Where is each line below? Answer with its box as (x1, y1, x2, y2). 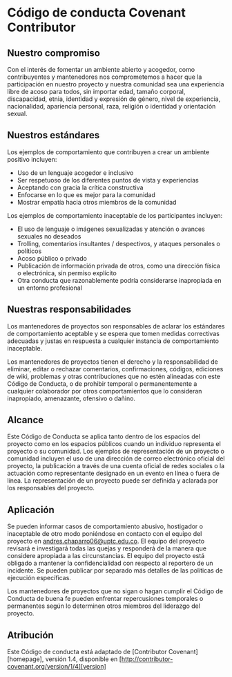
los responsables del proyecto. (7, 484, 95, 492)
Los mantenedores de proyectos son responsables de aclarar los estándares (7, 322, 226, 330)
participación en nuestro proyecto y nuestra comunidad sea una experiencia (7, 80, 224, 88)
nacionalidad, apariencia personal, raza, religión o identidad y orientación (7, 102, 216, 110)
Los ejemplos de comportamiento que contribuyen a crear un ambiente (7, 147, 210, 156)
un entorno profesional (17, 284, 83, 292)
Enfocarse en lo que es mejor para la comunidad (17, 190, 155, 198)
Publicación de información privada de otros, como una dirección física (17, 261, 221, 270)
